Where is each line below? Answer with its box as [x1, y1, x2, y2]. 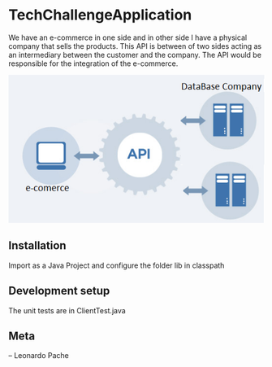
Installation [8, 238, 67, 253]
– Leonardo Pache [8, 351, 69, 360]
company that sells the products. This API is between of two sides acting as [8, 41, 262, 50]
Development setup [8, 284, 110, 298]
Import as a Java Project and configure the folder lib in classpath [8, 260, 225, 270]
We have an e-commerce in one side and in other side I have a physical [8, 33, 248, 42]
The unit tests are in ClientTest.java [8, 305, 126, 315]
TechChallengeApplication [8, 6, 192, 24]
